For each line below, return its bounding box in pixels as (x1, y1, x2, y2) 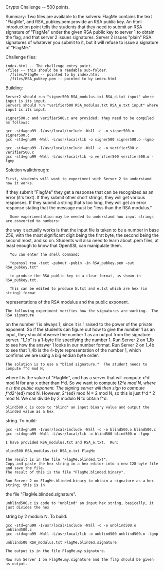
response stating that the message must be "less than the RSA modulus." (5, 205, 152, 210)
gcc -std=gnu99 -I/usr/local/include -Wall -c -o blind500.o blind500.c (5, 427, 156, 432)
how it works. (5, 181, 35, 185)
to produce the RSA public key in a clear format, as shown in (10, 273, 141, 278)
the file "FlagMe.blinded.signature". (5, 491, 77, 497)
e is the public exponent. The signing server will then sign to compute (5, 385, 145, 391)
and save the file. (5, 466, 45, 470)
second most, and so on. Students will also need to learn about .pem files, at (5, 238, 159, 243)
